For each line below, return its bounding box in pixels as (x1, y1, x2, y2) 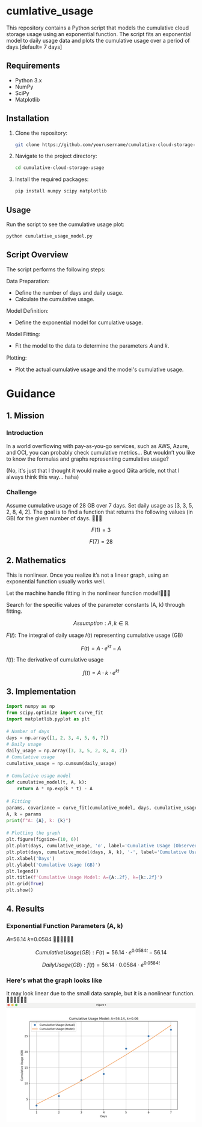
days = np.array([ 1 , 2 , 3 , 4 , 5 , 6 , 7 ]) (6, 735, 109, 741)
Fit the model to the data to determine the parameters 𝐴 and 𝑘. (14, 342, 170, 349)
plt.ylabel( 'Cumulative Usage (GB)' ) (6, 862, 101, 868)
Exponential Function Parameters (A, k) (6, 922, 123, 930)
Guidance (6, 387, 56, 401)
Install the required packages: (14, 176, 89, 183)
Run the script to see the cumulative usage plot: (6, 221, 125, 228)
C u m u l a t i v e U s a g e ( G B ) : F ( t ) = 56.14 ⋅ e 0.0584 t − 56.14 (35, 947, 167, 956)
